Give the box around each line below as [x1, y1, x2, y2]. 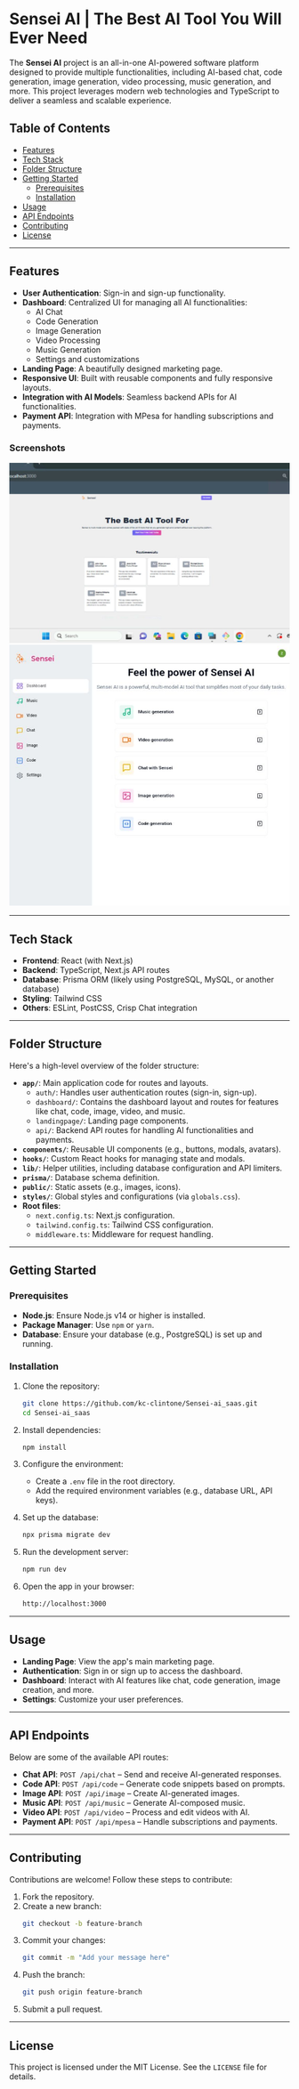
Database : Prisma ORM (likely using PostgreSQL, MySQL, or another [21, 975, 274, 985]
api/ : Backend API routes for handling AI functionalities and [35, 1124, 254, 1135]
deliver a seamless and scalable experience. [9, 94, 172, 106]
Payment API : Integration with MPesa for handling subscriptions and [21, 410, 274, 421]
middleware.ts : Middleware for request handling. [35, 1228, 214, 1239]
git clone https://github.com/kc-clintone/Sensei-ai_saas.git [21, 1398, 258, 1408]
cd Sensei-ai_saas [21, 1408, 91, 1417]
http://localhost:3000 [21, 1599, 107, 1608]
